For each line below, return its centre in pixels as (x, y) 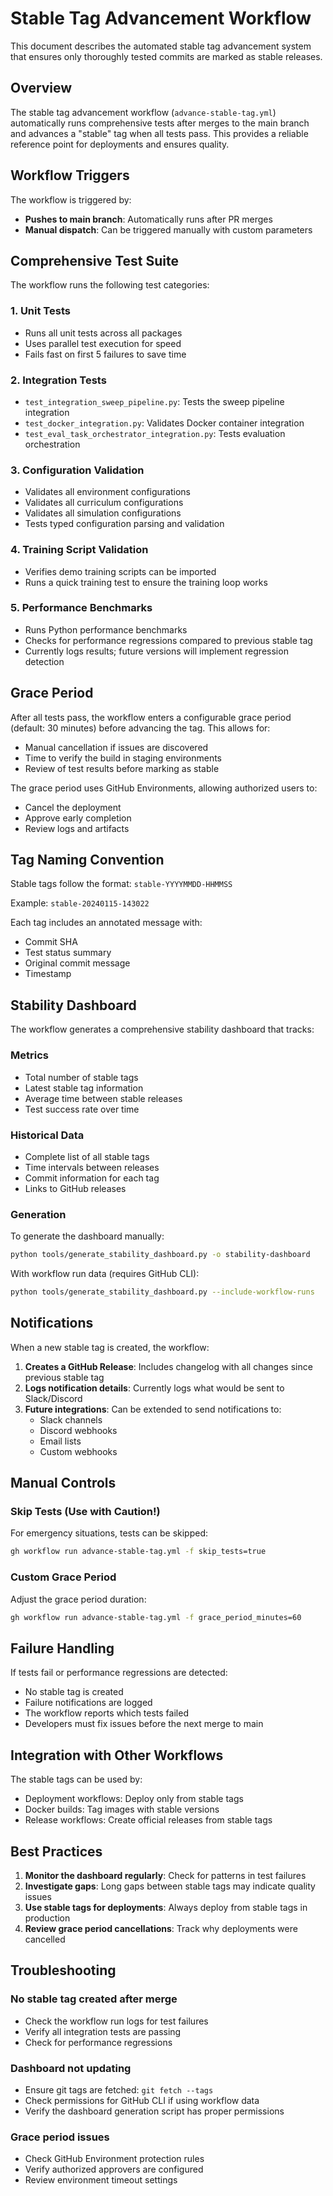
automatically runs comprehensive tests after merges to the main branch (160, 123)
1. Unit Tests (40, 311)
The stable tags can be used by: (76, 1779)
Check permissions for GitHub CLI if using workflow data (142, 2100)
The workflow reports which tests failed (106, 1713)
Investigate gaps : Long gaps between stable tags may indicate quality (170, 1886)
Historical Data (47, 1135)
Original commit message (77, 963)
